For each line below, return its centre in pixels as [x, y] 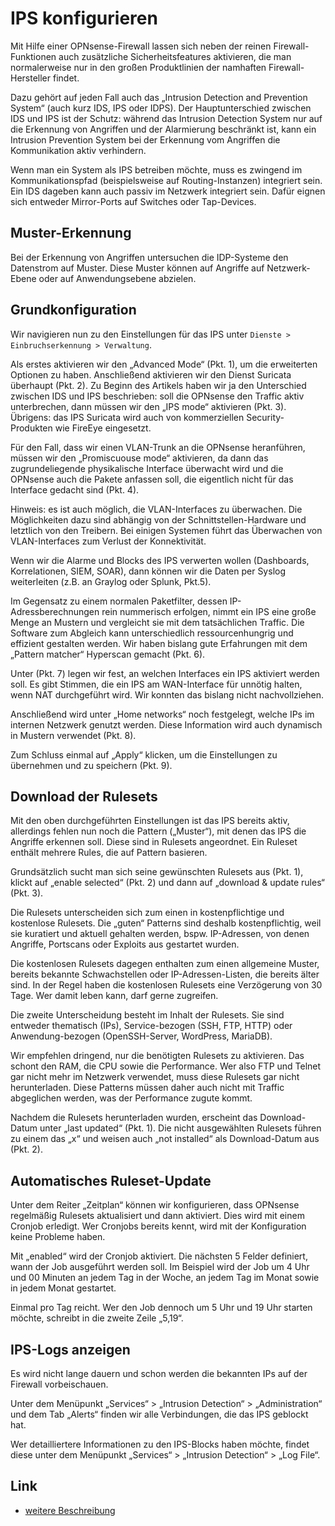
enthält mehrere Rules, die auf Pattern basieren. [109, 853]
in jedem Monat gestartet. [63, 1288]
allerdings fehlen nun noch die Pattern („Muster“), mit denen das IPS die [158, 831]
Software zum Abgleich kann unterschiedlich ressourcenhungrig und [152, 633]
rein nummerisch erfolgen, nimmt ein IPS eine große [209, 611]
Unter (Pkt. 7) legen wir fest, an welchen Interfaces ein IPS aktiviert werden [165, 673]
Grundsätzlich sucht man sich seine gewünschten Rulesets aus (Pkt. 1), [157, 872]
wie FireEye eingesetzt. [103, 428]
